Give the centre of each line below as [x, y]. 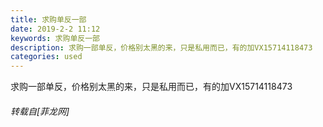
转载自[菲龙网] [40, 111]
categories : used [46, 57]
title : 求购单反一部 [48, 19]
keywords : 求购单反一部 [55, 38]
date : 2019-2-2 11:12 [55, 29]
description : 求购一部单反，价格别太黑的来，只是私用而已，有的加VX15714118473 [161, 47]
